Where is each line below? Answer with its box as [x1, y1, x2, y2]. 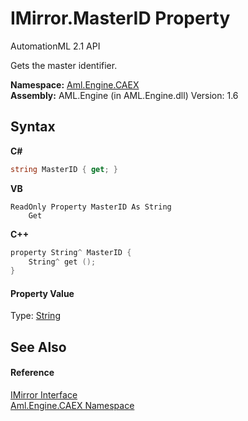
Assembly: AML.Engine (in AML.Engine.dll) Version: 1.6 [10, 89, 239, 101]
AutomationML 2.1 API [10, 40, 101, 52]
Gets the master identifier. [10, 59, 118, 71]
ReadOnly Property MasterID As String [10, 202, 172, 212]
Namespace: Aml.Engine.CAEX [10, 78, 140, 91]
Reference [10, 367, 55, 379]
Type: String [10, 310, 61, 322]
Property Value [10, 287, 75, 299]
